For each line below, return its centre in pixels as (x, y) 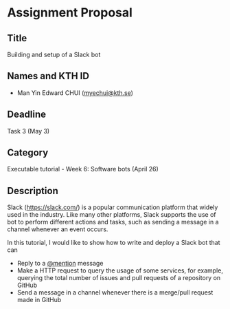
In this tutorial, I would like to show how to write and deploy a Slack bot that (114, 243)
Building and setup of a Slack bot (54, 54)
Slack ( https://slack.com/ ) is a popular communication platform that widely (113, 207)
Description (33, 191)
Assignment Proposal (70, 13)
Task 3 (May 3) (28, 131)
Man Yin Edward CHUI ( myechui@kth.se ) (75, 93)
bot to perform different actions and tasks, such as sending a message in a (113, 222)
